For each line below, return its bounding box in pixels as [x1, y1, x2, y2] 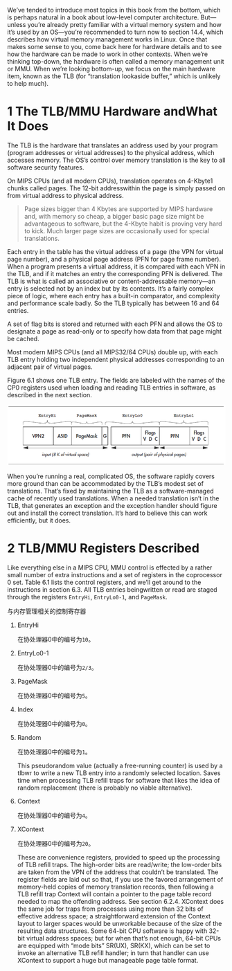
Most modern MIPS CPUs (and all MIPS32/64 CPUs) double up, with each [7, 347, 218, 356]
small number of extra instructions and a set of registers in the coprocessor [7, 570, 223, 579]
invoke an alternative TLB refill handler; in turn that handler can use [17, 948, 209, 957]
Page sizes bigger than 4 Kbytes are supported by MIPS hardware [24, 204, 213, 213]
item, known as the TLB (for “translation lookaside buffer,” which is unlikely [7, 72, 221, 80]
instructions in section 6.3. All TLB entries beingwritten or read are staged [7, 585, 217, 594]
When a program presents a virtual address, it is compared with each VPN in [7, 262, 226, 271]
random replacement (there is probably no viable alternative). [17, 783, 193, 792]
